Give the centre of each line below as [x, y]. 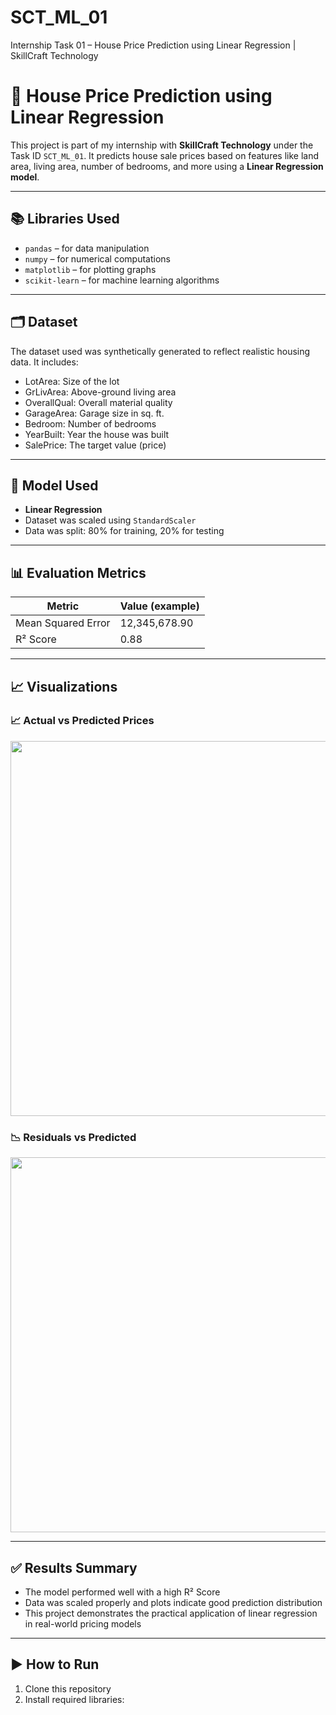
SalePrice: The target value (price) [95, 445]
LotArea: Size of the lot [72, 381]
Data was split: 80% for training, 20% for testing [124, 531]
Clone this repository [68, 1688]
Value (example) [159, 606]
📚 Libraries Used [65, 219]
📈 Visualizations [64, 686]
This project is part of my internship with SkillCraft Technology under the [162, 145]
